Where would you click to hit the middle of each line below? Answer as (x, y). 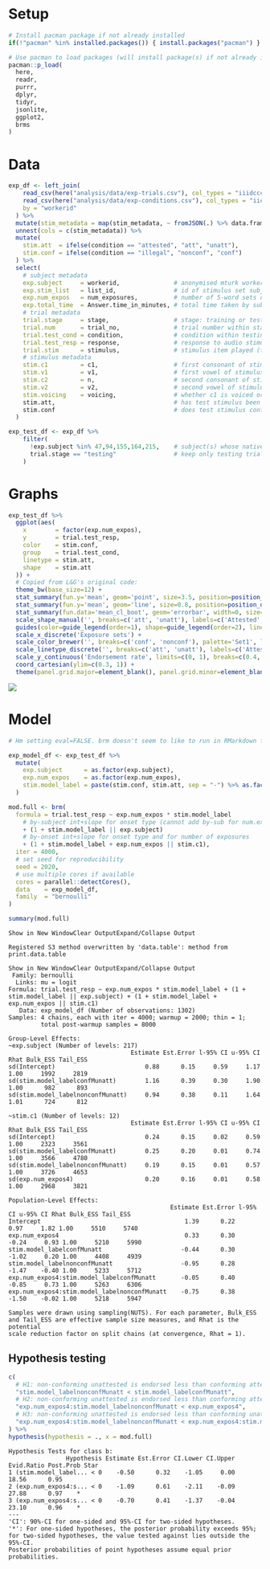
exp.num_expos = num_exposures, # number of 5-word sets (140, 298)
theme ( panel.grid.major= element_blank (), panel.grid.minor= (118, 672)
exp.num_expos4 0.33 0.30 (122, 1236)
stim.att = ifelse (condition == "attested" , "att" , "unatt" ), (131, 246)
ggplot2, (30, 117)
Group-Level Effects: (45, 1039)
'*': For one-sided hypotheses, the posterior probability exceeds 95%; (133, 1528)
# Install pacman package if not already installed (96, 35)
